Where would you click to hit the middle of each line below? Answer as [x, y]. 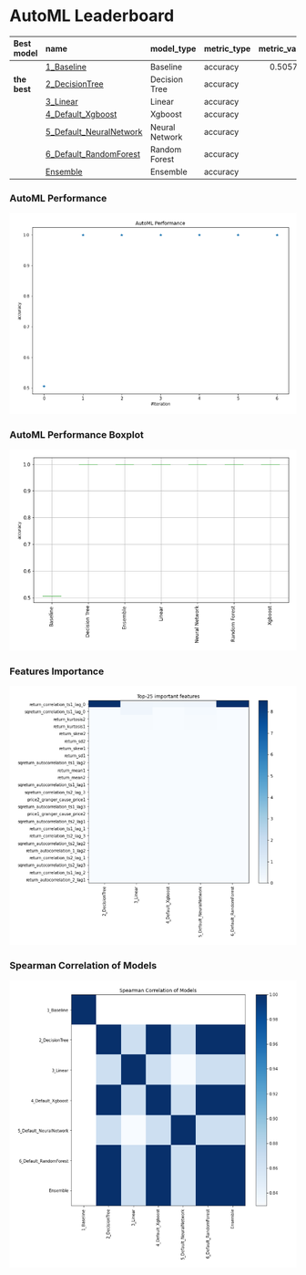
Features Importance [57, 671]
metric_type [227, 48]
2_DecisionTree [74, 84]
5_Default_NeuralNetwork [94, 132]
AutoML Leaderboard [92, 16]
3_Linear [62, 102]
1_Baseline [66, 67]
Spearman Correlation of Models [83, 965]
